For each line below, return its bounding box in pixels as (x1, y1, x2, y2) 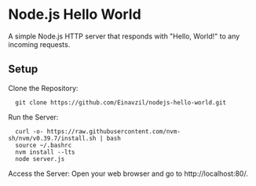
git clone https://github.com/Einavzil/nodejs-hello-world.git (15, 98, 226, 107)
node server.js (15, 155, 65, 162)
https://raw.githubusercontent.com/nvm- (46, 127, 181, 135)
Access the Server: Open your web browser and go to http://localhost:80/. (8, 169, 249, 178)
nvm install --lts (15, 148, 76, 156)
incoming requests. (8, 39, 71, 49)
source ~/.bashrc (15, 141, 72, 149)
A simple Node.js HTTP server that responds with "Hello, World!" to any (8, 31, 240, 41)
